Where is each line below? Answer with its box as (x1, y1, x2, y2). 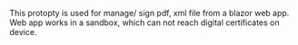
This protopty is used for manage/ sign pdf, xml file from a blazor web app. (9, 8, 290, 18)
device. (9, 27, 37, 37)
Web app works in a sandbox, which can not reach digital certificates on (9, 17, 280, 28)
